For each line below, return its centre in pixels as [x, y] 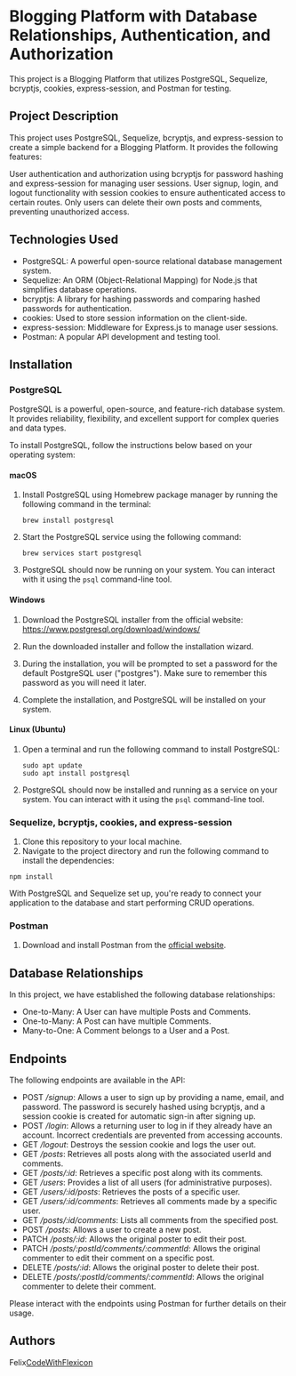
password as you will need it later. [84, 682]
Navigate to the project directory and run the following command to [145, 851]
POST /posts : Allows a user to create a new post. [112, 1230]
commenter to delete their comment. [89, 1286]
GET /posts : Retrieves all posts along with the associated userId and [147, 1155]
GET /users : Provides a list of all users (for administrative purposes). [147, 1183]
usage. [22, 1313]
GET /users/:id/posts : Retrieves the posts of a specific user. [131, 1192]
